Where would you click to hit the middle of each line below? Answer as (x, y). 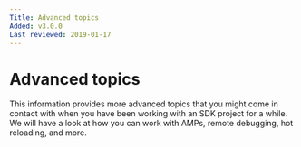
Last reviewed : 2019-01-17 (60, 34)
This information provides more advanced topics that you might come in (144, 104)
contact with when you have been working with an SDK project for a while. (149, 114)
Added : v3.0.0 (36, 26)
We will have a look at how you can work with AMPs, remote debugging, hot (151, 124)
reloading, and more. (49, 133)
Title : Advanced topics (54, 18)
